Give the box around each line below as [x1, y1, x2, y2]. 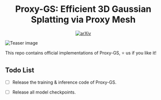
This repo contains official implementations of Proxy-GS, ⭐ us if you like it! [5, 50, 157, 55]
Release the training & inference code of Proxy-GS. [12, 79, 116, 85]
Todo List [5, 66, 35, 75]
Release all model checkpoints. [12, 89, 76, 95]
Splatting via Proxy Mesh [31, 14, 136, 25]
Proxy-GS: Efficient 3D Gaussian [15, 3, 152, 15]
